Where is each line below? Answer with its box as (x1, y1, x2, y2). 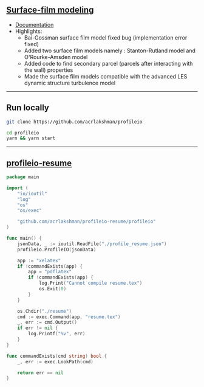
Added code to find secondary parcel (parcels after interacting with (24, 60, 193, 67)
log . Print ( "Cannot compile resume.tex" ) (38, 280, 143, 287)
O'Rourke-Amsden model (24, 53, 88, 60)
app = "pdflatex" (28, 269, 72, 275)
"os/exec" (17, 207, 42, 214)
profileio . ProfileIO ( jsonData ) (17, 246, 97, 253)
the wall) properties (24, 66, 73, 74)
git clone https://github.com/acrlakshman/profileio (6, 119, 143, 125)
